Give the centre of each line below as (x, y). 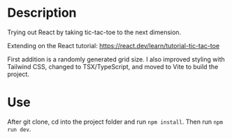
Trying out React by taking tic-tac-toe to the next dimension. (94, 32)
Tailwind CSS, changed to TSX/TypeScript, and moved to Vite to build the (113, 66)
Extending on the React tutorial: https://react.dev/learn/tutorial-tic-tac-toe (114, 45)
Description (42, 13)
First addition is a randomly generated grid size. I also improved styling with (116, 59)
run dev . (19, 129)
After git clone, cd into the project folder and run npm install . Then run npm (115, 122)
